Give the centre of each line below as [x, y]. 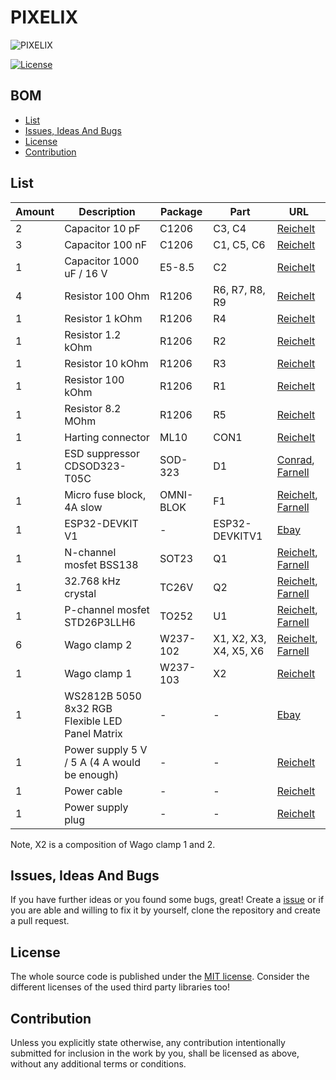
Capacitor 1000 [102, 261]
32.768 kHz [93, 581]
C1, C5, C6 [239, 244]
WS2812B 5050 [103, 696]
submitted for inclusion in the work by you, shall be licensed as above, [155, 1053]
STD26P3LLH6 [100, 622]
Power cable [93, 791]
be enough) [91, 774]
